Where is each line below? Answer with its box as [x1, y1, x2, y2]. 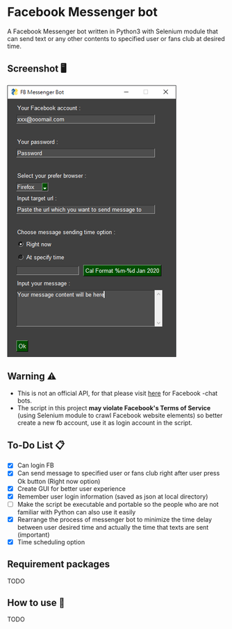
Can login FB [17, 461, 54, 469]
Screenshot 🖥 [7, 63, 67, 75]
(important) [17, 530, 50, 539]
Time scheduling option [17, 537, 85, 546]
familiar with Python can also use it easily [17, 508, 136, 516]
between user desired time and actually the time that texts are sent [17, 523, 209, 531]
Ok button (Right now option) [17, 477, 101, 485]
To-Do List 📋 [7, 439, 65, 451]
